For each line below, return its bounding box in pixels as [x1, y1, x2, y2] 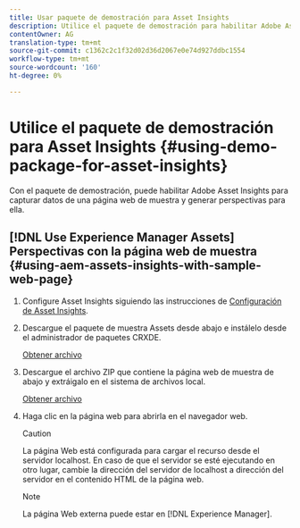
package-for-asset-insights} [9, 155, 229, 175]
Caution [21, 428, 52, 439]
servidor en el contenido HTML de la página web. [21, 474, 204, 484]
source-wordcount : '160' [9, 63, 102, 72]
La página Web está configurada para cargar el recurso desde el [21, 445, 261, 456]
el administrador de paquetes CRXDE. [21, 331, 162, 342]
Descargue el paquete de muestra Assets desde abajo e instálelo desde [21, 323, 287, 333]
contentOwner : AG [9, 29, 74, 38]
